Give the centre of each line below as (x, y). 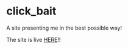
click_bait (31, 11)
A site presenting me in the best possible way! (64, 28)
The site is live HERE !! (34, 39)
